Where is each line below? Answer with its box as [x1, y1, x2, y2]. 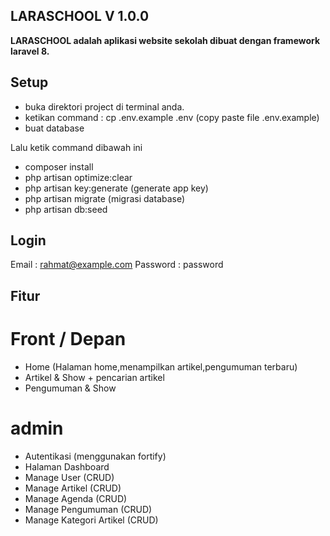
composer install [24, 160, 94, 173]
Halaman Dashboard [24, 460, 110, 473]
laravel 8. [10, 45, 50, 57]
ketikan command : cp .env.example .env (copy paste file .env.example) [24, 111, 320, 123]
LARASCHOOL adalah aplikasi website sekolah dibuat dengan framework [10, 34, 321, 46]
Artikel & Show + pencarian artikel [24, 371, 165, 383]
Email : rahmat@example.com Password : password [10, 259, 224, 271]
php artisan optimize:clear [24, 171, 133, 183]
